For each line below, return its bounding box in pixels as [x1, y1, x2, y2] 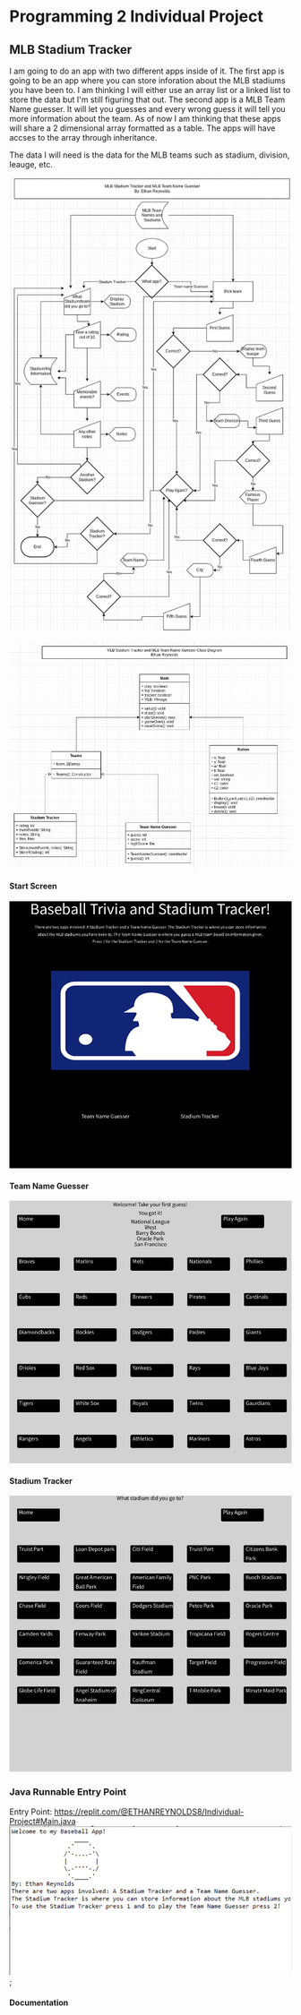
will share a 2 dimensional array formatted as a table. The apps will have [9, 123, 276, 133]
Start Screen [9, 880, 58, 892]
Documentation [9, 1997, 69, 2008]
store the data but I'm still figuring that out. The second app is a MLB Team [9, 94, 285, 105]
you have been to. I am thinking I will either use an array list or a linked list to [9, 85, 291, 95]
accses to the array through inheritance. [9, 133, 158, 142]
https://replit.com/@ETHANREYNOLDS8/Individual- [54, 1806, 245, 1817]
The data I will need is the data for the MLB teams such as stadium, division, [9, 150, 290, 160]
